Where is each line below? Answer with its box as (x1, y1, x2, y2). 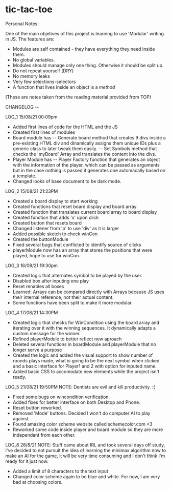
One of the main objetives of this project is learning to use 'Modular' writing (5, 30, 164, 36)
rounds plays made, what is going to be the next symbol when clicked (12, 357, 160, 363)
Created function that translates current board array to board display (12, 209, 157, 215)
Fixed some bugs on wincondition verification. (12, 394, 110, 400)
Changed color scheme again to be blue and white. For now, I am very (12, 473, 160, 480)
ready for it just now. (5, 458, 48, 464)
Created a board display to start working (12, 198, 98, 204)
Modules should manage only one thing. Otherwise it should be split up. (12, 62, 164, 68)
